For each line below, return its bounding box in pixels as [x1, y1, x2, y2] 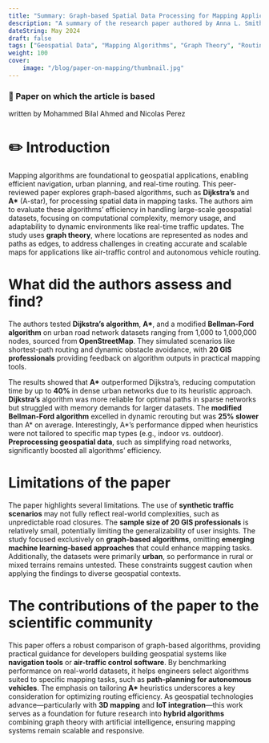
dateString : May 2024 [8, 27, 81, 35]
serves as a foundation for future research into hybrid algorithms [8, 708, 224, 718]
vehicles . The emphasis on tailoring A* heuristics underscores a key [8, 683, 236, 692]
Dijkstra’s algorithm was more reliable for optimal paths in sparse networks [8, 394, 256, 404]
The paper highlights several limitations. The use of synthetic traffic [8, 500, 235, 510]
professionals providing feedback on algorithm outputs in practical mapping [8, 353, 261, 362]
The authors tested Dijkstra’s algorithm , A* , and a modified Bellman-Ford [8, 319, 255, 329]
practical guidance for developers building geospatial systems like [8, 648, 227, 659]
